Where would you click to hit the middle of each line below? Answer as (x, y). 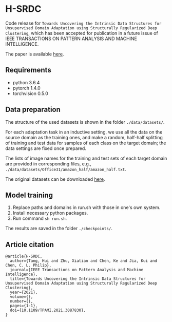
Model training (29, 195)
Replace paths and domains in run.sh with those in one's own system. (87, 207)
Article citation (30, 244)
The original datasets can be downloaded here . (55, 179)
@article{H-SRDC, (24, 257)
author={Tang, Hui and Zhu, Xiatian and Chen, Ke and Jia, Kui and (84, 261)
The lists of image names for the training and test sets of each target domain (86, 158)
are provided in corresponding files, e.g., (48, 164)
